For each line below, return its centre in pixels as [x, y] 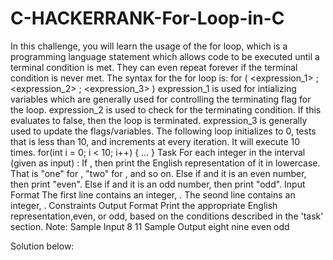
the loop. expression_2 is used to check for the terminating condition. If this [166, 109]
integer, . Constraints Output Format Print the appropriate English [144, 205]
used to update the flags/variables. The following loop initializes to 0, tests [163, 131]
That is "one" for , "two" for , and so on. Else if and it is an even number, [158, 173]
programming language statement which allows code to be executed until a [165, 56]
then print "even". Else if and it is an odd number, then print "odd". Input [158, 184]
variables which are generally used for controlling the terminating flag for [161, 99]
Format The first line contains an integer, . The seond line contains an [153, 194]
